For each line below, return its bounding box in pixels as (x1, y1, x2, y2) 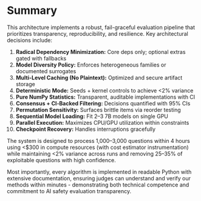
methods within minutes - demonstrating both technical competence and (7, 181, 189, 188)
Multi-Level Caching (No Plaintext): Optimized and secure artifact (15, 74, 183, 81)
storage (15, 80, 35, 88)
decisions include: (7, 36, 52, 44)
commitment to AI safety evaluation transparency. (7, 187, 132, 194)
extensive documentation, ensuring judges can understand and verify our (7, 174, 191, 182)
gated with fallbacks (15, 54, 67, 62)
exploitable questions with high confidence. (7, 156, 116, 163)
